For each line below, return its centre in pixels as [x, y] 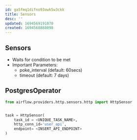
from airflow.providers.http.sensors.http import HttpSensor [69, 102]
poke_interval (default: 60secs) [51, 70]
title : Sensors [21, 14]
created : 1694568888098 [29, 28]
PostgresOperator [33, 91]
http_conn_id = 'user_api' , [40, 124]
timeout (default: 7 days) [44, 75]
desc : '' [14, 19]
